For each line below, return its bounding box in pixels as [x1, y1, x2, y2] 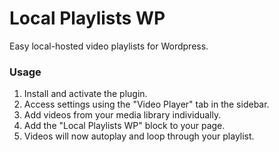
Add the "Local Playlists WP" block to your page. [23, 120, 226, 132]
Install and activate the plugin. [23, 88, 148, 100]
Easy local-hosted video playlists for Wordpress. [9, 40, 209, 52]
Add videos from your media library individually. [23, 109, 222, 121]
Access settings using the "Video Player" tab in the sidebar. [23, 98, 270, 111]
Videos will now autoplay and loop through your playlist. [23, 130, 255, 142]
